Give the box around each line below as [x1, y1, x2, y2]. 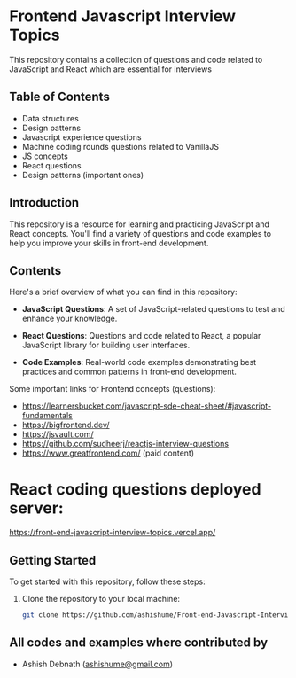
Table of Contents [9, 90, 111, 105]
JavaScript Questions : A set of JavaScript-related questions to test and [21, 304, 285, 315]
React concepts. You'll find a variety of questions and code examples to [9, 228, 272, 238]
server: [9, 498, 64, 518]
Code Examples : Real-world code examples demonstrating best [21, 357, 257, 368]
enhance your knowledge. [21, 313, 118, 324]
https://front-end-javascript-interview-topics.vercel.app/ [9, 527, 216, 538]
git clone [21, 611, 59, 620]
